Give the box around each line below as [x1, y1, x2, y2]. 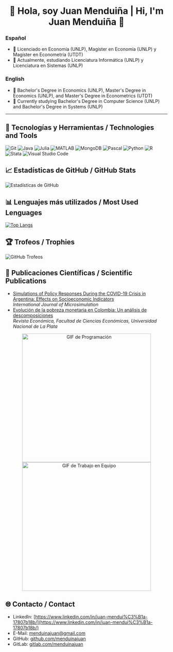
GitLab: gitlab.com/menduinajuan [12, 641, 83, 647]
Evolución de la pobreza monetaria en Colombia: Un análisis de [12, 307, 147, 313]
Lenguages [5, 208, 42, 217]
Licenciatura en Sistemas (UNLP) [12, 62, 83, 69]
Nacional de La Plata [12, 323, 58, 329]
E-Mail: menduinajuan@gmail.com [12, 630, 86, 636]
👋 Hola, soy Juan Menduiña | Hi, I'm [9, 5, 164, 17]
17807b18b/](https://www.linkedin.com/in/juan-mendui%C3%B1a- [12, 619, 153, 625]
